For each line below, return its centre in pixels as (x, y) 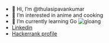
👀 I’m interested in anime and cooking (57, 15)
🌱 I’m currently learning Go (44, 21)
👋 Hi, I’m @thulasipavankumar (48, 9)
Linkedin (22, 27)
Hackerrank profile (34, 34)
